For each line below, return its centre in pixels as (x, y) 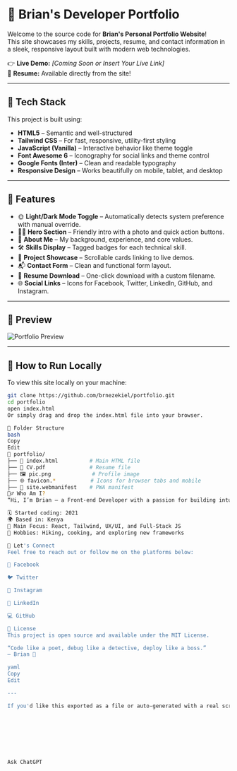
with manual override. (49, 224)
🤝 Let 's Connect (31, 546)
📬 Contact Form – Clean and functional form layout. (94, 265)
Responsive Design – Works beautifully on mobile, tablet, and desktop (120, 170)
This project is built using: (45, 119)
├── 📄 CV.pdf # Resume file (69, 467)
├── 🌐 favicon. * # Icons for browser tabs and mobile (104, 481)
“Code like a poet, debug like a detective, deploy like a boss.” (107, 648)
